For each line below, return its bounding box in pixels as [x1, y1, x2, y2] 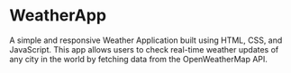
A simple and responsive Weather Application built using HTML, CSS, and [9, 35, 283, 45]
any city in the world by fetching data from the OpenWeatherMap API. [9, 53, 268, 64]
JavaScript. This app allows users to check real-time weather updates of [9, 44, 279, 54]
